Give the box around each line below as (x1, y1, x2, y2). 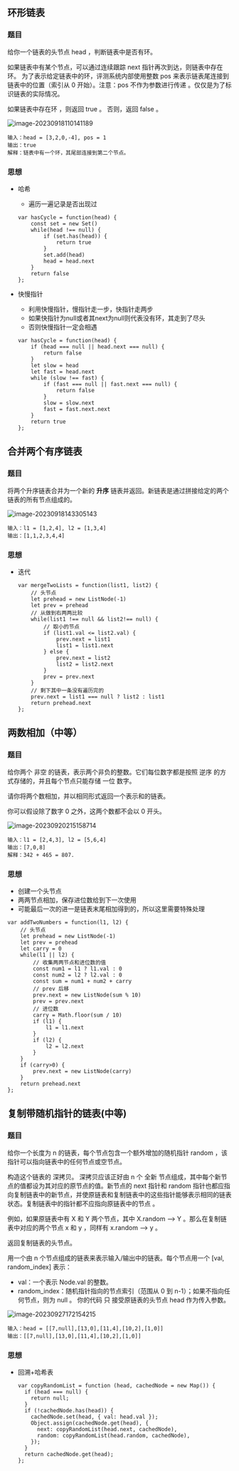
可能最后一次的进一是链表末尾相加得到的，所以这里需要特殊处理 (17, 905, 205, 913)
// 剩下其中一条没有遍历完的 (31, 687, 105, 694)
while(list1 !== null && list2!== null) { (31, 616, 159, 623)
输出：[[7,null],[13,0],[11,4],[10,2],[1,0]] (7, 1333, 142, 1340)
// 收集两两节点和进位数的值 (33, 959, 107, 966)
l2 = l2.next (45, 1042, 84, 1050)
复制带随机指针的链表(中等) (7, 1108, 127, 1120)
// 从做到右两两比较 (31, 609, 83, 616)
